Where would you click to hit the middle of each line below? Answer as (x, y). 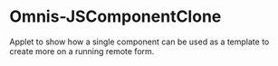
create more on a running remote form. (82, 51)
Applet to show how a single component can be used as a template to (139, 42)
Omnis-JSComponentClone (115, 17)
